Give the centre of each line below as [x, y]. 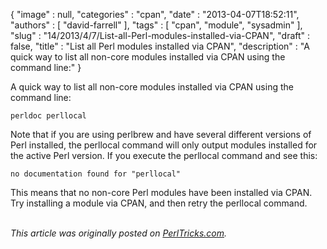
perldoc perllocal [48, 116]
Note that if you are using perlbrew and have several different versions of [161, 134]
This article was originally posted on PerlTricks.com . [119, 233]
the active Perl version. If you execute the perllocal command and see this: [164, 155]
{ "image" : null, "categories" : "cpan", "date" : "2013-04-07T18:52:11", [155, 14]
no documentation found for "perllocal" [96, 174]
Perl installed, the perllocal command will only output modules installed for [164, 145]
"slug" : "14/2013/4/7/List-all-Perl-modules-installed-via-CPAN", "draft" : [160, 35]
